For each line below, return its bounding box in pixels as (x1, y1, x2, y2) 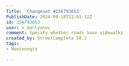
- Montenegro (6, 46, 38, 52)
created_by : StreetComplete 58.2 (6, 35, 87, 41)
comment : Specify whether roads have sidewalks (6, 30, 124, 36)
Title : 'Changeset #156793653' (6, 8, 82, 14)
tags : (6, 41, 19, 47)
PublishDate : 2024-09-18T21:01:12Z (6, 14, 92, 20)
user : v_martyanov (6, 24, 51, 31)
